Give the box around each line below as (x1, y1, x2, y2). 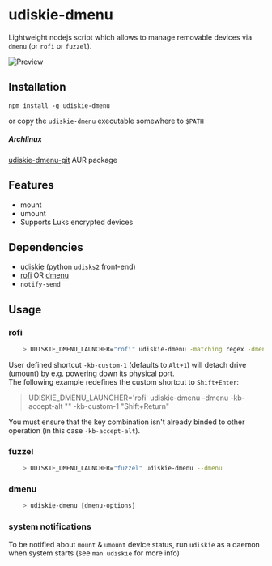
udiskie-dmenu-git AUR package (8, 155, 117, 164)
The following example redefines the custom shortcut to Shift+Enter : (8, 377, 240, 386)
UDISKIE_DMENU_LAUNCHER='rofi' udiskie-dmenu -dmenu (28, 393, 229, 402)
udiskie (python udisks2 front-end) (19, 262, 136, 272)
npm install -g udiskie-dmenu (8, 101, 111, 110)
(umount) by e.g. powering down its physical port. (8, 368, 175, 378)
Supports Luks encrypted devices (19, 217, 134, 227)
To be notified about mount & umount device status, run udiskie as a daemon (8, 539, 261, 549)
